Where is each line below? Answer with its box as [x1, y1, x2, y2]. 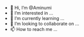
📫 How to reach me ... [10, 26, 58, 32]
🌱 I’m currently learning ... [10, 15, 65, 21]
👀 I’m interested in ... [10, 10, 53, 16]
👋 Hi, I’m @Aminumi [10, 5, 52, 10]
